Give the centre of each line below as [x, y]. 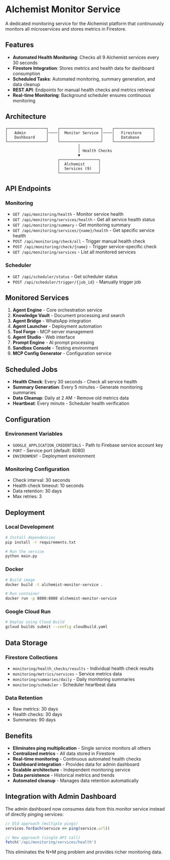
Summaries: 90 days [34, 720]
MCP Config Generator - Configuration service [62, 353]
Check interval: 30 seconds [41, 480]
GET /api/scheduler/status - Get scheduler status [65, 276]
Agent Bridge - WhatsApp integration [52, 321]
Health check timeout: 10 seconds [48, 486]
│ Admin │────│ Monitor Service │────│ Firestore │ [80, 133]
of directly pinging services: [35, 814]
